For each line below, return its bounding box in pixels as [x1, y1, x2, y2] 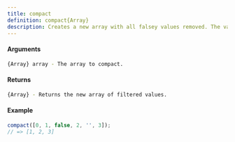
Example [7, 106, 34, 115]
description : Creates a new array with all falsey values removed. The [7, 23, 220, 30]
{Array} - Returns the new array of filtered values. [7, 91, 168, 98]
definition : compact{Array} [7, 17, 90, 24]
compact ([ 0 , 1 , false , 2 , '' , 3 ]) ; [7, 122, 111, 129]
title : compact [7, 10, 52, 17]
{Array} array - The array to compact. [7, 60, 124, 67]
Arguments [7, 45, 41, 53]
